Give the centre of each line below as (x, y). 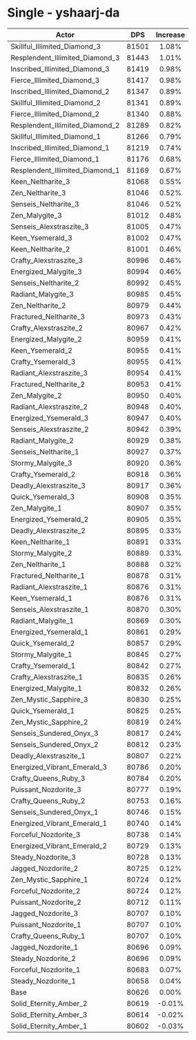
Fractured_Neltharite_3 (48, 317)
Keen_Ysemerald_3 (41, 238)
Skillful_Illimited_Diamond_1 (56, 136)
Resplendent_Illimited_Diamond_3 (65, 58)
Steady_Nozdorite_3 (43, 857)
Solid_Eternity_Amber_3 (49, 1014)
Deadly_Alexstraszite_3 (48, 485)
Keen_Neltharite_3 (40, 182)
